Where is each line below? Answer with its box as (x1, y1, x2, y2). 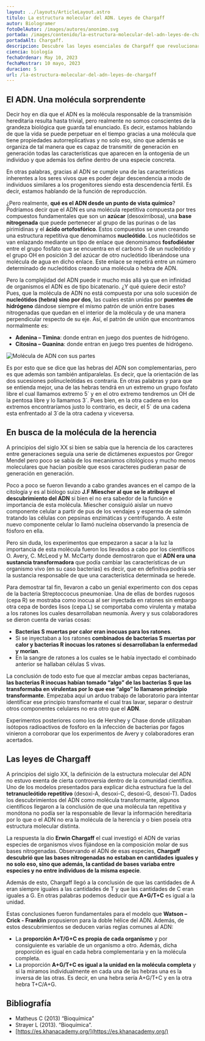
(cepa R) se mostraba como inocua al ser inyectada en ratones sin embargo (6, 596, 197, 604)
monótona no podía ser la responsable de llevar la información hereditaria (6, 809, 192, 817)
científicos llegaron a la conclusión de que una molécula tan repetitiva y (6, 803, 187, 810)
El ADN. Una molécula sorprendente (6, 94, 146, 105)
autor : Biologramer (6, 20, 56, 26)
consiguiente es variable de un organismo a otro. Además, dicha (15, 941, 178, 948)
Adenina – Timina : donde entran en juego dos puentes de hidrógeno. (15, 334, 190, 341)
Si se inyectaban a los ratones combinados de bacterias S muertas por (15, 634, 196, 642)
